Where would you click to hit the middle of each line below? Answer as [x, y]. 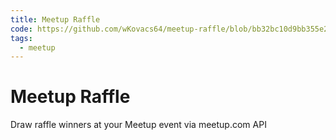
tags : [21, 38]
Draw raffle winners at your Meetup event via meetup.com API [138, 125]
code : [21, 29]
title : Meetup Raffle [55, 19]
